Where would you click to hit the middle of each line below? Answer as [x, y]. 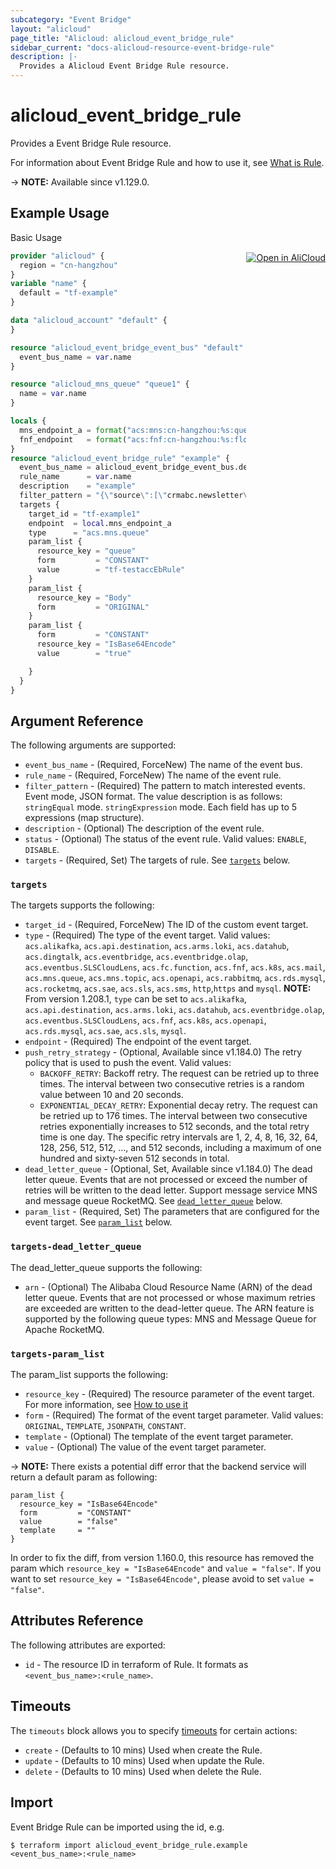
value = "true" [84, 653]
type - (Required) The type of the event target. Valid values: [147, 935]
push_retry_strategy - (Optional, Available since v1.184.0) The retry [163, 1052]
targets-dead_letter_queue [76, 1247]
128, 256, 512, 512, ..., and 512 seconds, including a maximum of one [180, 1148]
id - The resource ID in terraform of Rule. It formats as [136, 1664]
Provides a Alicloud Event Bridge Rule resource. [124, 66]
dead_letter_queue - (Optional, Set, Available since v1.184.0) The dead [168, 1169]
